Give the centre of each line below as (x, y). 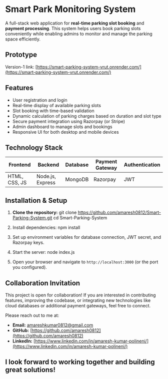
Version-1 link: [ (21, 67)
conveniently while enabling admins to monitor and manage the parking (79, 34)
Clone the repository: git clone (44, 213)
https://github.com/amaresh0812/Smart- (119, 213)
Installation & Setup (36, 201)
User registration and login (40, 100)
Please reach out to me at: (32, 315)
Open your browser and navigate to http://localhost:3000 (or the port (85, 262)
